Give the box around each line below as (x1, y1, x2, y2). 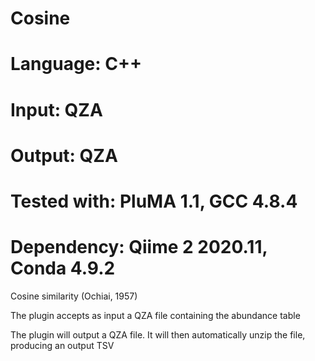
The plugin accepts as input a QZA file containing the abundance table (10, 309, 301, 321)
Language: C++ (10, 53, 142, 76)
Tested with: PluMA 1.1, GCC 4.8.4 (10, 190, 298, 212)
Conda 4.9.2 (10, 257, 116, 280)
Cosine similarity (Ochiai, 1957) (10, 290, 138, 302)
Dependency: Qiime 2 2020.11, (10, 236, 268, 259)
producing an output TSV (10, 339, 115, 351)
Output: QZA (10, 144, 118, 167)
